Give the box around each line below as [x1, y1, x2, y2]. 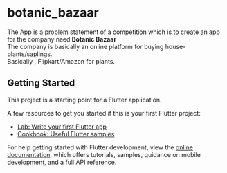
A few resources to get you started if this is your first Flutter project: [7, 109, 201, 117]
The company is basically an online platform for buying [7, 42, 164, 51]
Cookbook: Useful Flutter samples [17, 129, 115, 138]
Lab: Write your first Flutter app [17, 122, 107, 131]
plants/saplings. [7, 50, 53, 58]
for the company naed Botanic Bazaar [7, 35, 116, 43]
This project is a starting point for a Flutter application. [7, 95, 162, 104]
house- [165, 42, 186, 51]
